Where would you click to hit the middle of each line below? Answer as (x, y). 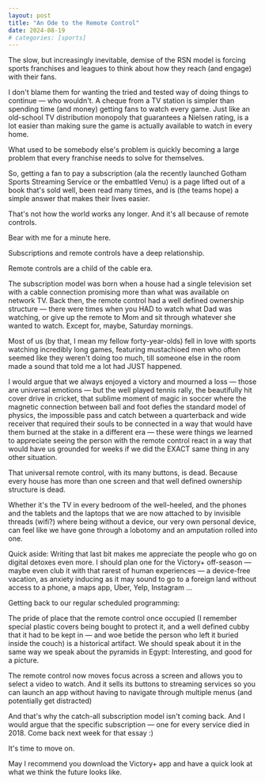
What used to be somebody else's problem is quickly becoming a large (124, 150)
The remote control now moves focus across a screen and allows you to (125, 676)
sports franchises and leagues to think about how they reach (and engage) (130, 69)
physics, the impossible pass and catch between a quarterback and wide (127, 416)
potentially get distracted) (50, 701)
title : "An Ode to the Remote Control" (74, 23)
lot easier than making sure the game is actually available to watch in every (131, 126)
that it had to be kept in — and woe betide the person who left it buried (123, 635)
